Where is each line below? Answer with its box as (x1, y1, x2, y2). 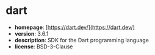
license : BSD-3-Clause (14, 43, 73, 50)
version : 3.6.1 (14, 30, 49, 37)
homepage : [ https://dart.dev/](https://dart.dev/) (14, 24, 135, 31)
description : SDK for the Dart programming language (14, 36, 149, 44)
